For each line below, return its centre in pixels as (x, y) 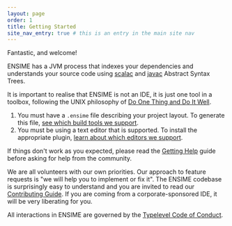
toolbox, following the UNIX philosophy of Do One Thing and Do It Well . (109, 102)
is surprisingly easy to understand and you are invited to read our (101, 187)
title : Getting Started (42, 26)
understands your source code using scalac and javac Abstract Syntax (109, 74)
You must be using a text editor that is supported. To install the (107, 130)
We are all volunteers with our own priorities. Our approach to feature (107, 172)
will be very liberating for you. (50, 202)
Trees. (16, 81)
